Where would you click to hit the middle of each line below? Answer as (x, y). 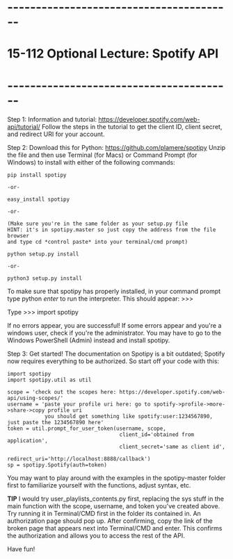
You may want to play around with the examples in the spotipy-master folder (116, 478)
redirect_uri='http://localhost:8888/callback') (79, 459)
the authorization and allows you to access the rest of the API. (96, 536)
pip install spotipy (37, 175)
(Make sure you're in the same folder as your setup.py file (98, 224)
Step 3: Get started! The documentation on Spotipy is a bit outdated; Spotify (116, 354)
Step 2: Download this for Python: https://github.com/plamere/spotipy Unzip (116, 148)
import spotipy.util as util (49, 380)
